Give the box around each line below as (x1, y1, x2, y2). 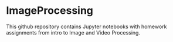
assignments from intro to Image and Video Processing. (6, 29, 141, 36)
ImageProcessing (6, 4, 94, 17)
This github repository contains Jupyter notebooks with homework (6, 23, 167, 30)
